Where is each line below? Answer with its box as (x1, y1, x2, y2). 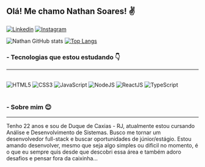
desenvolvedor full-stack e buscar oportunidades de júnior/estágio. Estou (6, 135, 192, 143)
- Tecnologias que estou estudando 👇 (6, 52, 120, 61)
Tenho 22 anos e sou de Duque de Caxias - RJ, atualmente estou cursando (6, 123, 195, 130)
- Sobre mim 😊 (6, 103, 52, 112)
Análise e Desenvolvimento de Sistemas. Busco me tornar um (6, 129, 161, 137)
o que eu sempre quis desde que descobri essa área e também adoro (6, 148, 182, 155)
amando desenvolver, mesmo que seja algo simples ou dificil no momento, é (6, 142, 198, 149)
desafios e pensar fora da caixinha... (6, 155, 98, 162)
